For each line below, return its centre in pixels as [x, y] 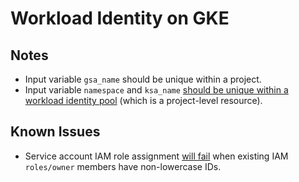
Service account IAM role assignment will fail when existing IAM [156, 156]
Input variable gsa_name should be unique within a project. [143, 79]
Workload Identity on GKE [120, 18]
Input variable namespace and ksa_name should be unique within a [156, 90]
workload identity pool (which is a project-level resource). [143, 100]
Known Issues [55, 132]
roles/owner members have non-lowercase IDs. [123, 166]
